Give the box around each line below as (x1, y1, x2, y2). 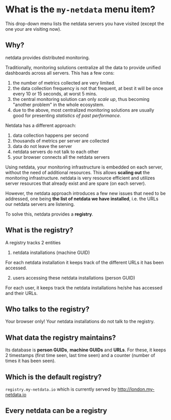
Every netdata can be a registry (5, 406, 107, 415)
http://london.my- (117, 386, 155, 392)
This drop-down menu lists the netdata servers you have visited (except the (5, 20, 164, 27)
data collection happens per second (12, 132, 89, 138)
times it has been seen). (5, 358, 56, 364)
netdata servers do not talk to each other (12, 149, 99, 155)
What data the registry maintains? (5, 333, 116, 342)
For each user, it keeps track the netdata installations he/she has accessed (5, 284, 162, 290)
